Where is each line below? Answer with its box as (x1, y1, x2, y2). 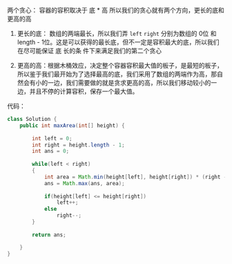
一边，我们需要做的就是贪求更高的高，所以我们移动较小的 (47, 79, 211, 86)
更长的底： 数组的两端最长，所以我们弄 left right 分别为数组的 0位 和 (17, 30, 217, 37)
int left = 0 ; (32, 135, 72, 142)
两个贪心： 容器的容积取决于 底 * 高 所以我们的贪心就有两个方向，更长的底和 (7, 6, 224, 14)
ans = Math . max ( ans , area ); (43, 180, 126, 187)
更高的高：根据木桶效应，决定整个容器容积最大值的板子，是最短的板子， (17, 62, 223, 69)
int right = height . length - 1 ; (32, 141, 126, 149)
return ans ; (32, 231, 67, 238)
